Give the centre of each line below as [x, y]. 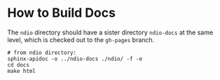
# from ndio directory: [42, 53]
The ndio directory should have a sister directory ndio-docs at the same [110, 32]
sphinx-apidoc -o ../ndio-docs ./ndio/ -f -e [75, 59]
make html [22, 71]
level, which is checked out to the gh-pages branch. [81, 39]
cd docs [19, 65]
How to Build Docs [61, 13]
